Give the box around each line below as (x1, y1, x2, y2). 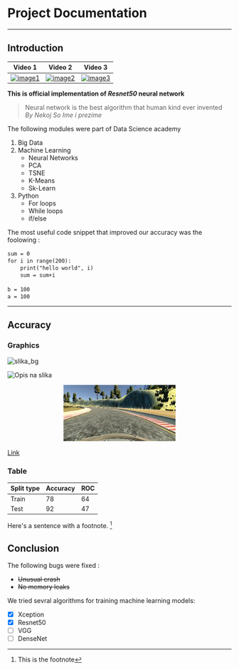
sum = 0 (7, 250, 31, 258)
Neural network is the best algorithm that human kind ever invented (24, 103, 223, 111)
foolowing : (7, 235, 41, 244)
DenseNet (17, 634, 48, 643)
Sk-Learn (28, 184, 55, 192)
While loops (28, 207, 63, 215)
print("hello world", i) (20, 265, 94, 272)
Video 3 (83, 63, 108, 72)
